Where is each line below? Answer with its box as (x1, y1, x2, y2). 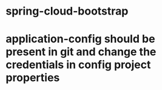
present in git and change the (5, 45, 157, 59)
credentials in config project (5, 58, 151, 72)
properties (5, 71, 60, 85)
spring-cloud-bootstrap (5, 4, 129, 18)
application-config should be (5, 32, 155, 46)
